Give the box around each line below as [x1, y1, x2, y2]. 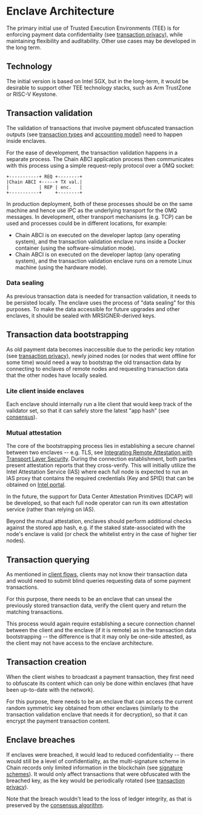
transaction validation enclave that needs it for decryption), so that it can [6, 710, 188, 718]
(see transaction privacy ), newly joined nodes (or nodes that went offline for [6, 352, 196, 359]
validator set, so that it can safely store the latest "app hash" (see [6, 407, 170, 414]
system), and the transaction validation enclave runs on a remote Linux [15, 257, 192, 264]
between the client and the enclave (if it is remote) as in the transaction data [6, 627, 196, 634]
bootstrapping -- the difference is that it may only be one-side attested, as [6, 633, 192, 641]
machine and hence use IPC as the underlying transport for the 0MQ [6, 207, 178, 214]
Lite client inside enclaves [6, 387, 85, 395]
